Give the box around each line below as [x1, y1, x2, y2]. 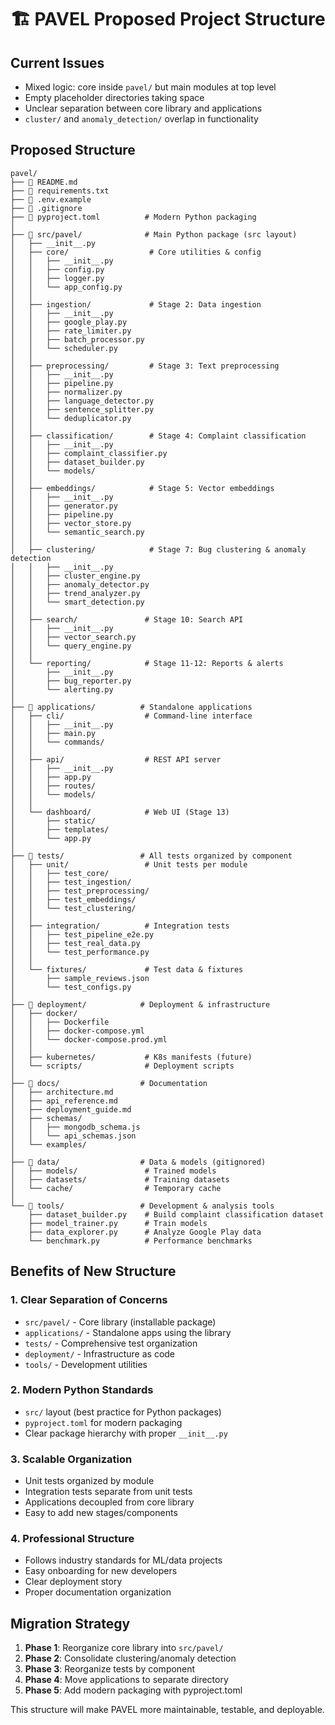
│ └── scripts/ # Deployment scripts [10, 1061, 235, 1071]
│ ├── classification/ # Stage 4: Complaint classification [10, 431, 307, 441]
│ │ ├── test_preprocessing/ [10, 886, 150, 896]
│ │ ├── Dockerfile [10, 1017, 110, 1027]
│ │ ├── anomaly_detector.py [10, 579, 150, 590]
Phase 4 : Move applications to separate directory [24, 1674, 229, 1686]
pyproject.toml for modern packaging [24, 1416, 183, 1428]
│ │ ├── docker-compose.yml [10, 1026, 145, 1036]
